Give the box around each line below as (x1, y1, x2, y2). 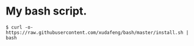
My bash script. (5, 4, 87, 18)
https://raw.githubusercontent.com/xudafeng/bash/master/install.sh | (5, 29, 189, 36)
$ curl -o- (5, 24, 34, 30)
